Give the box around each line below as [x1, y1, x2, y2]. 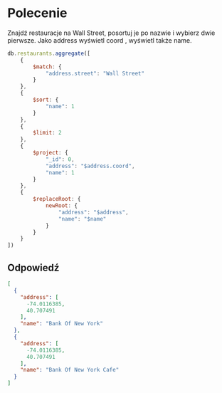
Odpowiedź [7, 261, 60, 273]
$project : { [33, 150, 69, 157]
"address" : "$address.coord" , [45, 162, 135, 169]
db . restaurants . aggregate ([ [7, 50, 91, 57]
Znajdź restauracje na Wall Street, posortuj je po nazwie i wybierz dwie [7, 28, 216, 37]
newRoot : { [45, 202, 78, 209]
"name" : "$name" [58, 215, 107, 222]
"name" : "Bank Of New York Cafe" [20, 367, 120, 374]
